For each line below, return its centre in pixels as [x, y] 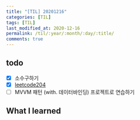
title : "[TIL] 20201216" [36, 12]
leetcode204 [30, 85]
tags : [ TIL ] [21, 22]
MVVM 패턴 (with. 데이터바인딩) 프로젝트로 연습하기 [75, 92]
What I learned [34, 111]
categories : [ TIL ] [29, 17]
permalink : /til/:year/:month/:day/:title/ [60, 34]
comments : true [25, 39]
